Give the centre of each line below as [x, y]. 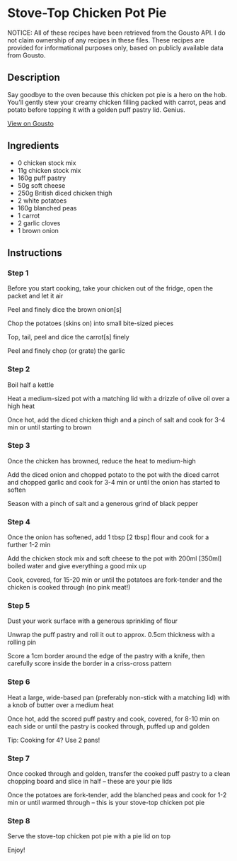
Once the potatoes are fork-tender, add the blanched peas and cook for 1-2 [117, 795]
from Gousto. [27, 55]
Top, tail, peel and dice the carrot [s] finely [68, 337]
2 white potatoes [42, 201]
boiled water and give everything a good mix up [77, 566]
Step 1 [18, 273]
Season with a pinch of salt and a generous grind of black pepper [103, 503]
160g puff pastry [42, 178]
